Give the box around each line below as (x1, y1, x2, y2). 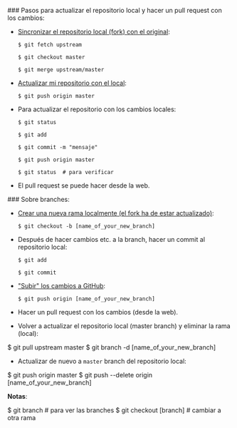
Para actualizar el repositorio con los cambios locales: (17, 105, 177, 113)
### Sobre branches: (7, 195, 70, 203)
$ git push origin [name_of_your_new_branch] (17, 295, 155, 302)
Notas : (7, 392, 28, 400)
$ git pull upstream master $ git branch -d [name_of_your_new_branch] (7, 343, 216, 352)
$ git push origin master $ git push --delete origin (7, 371, 153, 379)
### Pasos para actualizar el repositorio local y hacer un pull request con (7, 6, 222, 14)
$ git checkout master (17, 53, 85, 61)
